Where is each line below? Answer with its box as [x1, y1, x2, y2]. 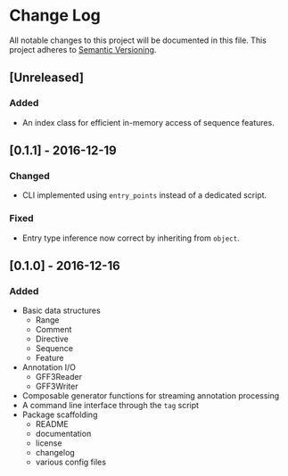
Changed [9, 169, 51, 182]
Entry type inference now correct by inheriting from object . [21, 233, 240, 243]
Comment [35, 324, 72, 335]
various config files [35, 456, 107, 468]
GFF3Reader [35, 372, 83, 382]
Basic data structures [21, 305, 101, 316]
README [35, 419, 69, 430]
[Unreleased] [9, 70, 85, 86]
